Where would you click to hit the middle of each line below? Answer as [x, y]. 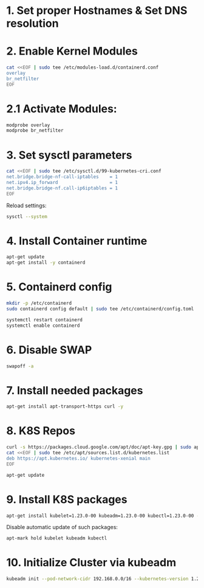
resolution [32, 23]
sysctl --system [27, 216]
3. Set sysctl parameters [69, 155]
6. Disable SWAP [49, 350]
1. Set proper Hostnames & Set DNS [97, 11]
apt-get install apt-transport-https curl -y [65, 407]
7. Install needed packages [75, 390]
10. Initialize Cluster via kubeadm [91, 563]
